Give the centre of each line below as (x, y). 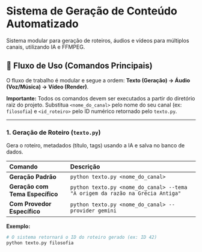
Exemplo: (18, 226)
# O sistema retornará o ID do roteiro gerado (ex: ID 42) (82, 238)
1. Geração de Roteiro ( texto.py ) (54, 132)
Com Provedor (30, 204)
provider (82, 211)
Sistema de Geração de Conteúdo (92, 11)
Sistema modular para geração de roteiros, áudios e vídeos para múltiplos (98, 40)
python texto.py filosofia (40, 243)
